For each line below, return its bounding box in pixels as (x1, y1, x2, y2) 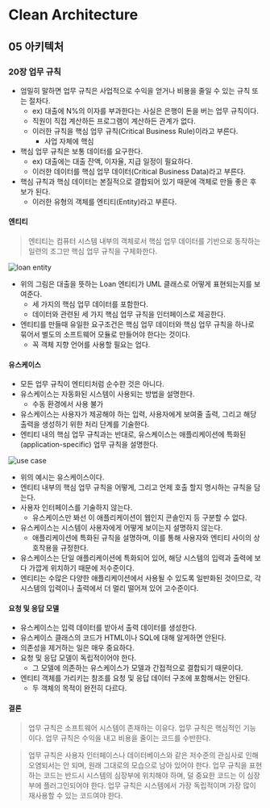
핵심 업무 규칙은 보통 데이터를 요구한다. (19, 146, 143, 156)
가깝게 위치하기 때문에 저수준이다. (28, 563, 135, 573)
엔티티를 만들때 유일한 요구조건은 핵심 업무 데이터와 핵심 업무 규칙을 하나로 (19, 320, 255, 329)
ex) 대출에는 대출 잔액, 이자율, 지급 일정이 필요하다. (31, 156, 193, 166)
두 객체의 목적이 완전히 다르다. (31, 684, 127, 693)
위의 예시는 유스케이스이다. (19, 472, 105, 482)
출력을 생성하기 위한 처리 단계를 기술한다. (19, 420, 150, 429)
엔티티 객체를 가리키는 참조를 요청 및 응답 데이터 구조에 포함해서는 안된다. (19, 673, 251, 683)
